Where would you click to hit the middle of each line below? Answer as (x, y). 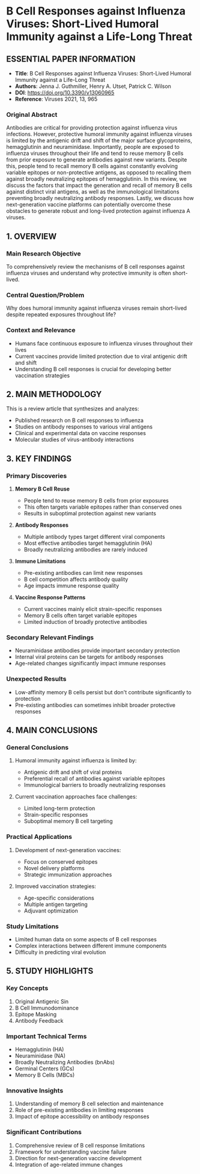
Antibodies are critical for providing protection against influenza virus (92, 128)
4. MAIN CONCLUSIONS (52, 730)
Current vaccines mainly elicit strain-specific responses (93, 609)
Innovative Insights (35, 1090)
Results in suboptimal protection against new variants (90, 513)
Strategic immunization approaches (68, 874)
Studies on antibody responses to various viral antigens (84, 427)
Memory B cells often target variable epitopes (80, 615)
